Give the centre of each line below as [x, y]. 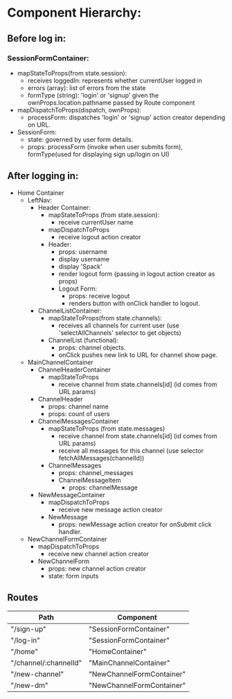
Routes [23, 598]
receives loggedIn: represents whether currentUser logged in [115, 80]
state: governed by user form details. [80, 139]
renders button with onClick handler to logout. [135, 303]
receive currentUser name [96, 222]
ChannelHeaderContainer [74, 370]
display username [84, 259]
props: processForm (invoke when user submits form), [105, 146]
